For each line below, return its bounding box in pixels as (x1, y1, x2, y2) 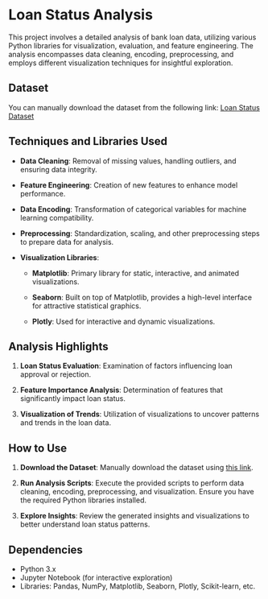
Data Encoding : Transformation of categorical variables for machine (19, 204, 247, 214)
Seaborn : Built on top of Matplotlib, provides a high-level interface (31, 292, 252, 302)
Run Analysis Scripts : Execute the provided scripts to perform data (19, 478, 245, 488)
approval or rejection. (19, 370, 91, 379)
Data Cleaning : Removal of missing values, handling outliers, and (19, 155, 237, 166)
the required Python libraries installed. (19, 495, 147, 505)
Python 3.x (19, 564, 56, 573)
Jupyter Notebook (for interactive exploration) (19, 573, 173, 582)
